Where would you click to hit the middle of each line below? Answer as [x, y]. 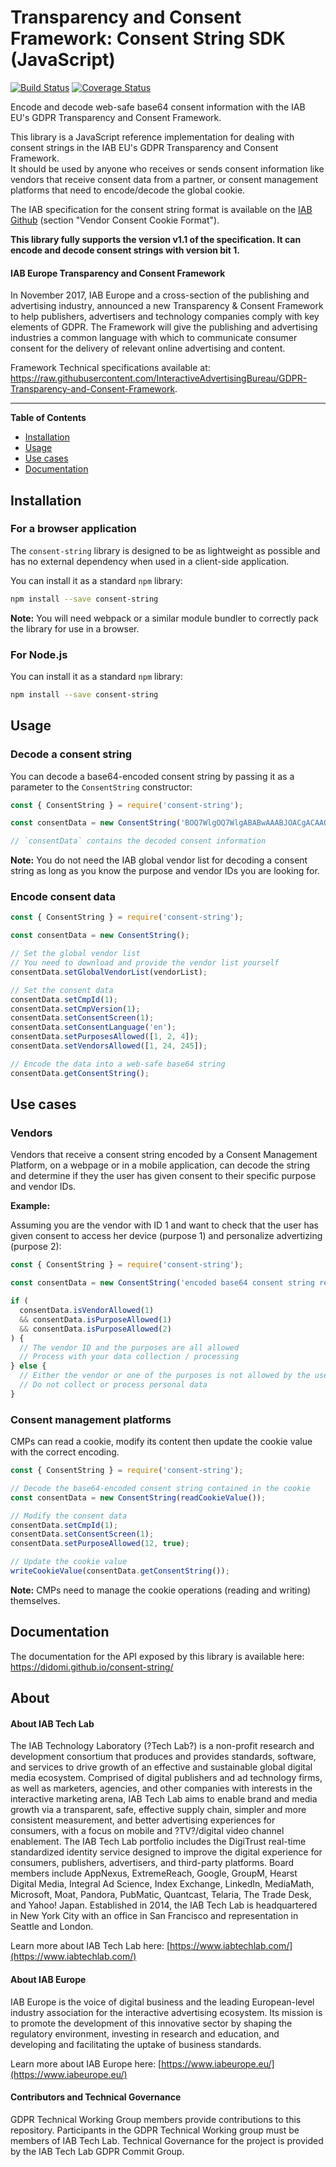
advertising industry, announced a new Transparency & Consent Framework [167, 306]
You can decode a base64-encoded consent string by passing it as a [152, 776]
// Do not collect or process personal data [113, 1385]
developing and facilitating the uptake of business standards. [136, 2044]
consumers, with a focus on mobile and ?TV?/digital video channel [147, 1831]
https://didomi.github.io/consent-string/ [92, 1667]
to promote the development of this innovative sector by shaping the [151, 2023]
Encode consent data [63, 897]
